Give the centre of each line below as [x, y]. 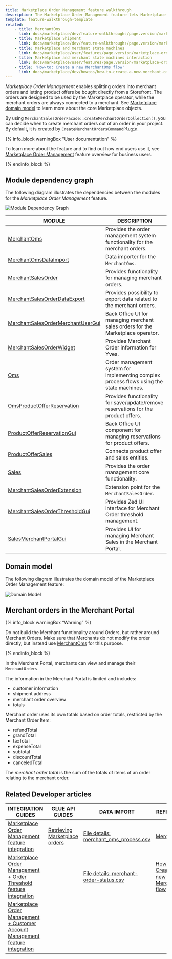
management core [127, 472]
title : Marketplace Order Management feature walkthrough [68, 10]
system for [118, 368]
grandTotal [24, 735]
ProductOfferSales [30, 454]
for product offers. [127, 443]
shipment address [32, 694]
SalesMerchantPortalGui [37, 539]
